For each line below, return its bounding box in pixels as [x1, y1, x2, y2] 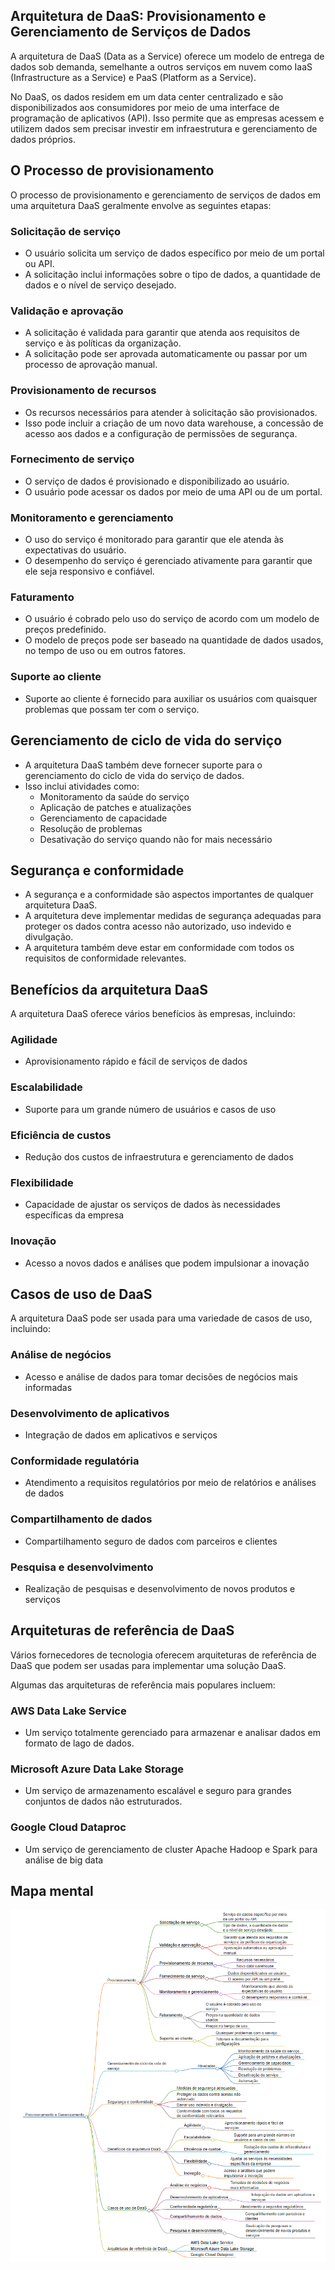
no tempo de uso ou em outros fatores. [24, 645, 187, 657]
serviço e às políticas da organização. [24, 337, 182, 349]
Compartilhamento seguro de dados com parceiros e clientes [24, 1535, 278, 1547]
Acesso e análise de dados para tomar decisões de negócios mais [24, 1370, 298, 1383]
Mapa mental [10, 1883, 94, 1900]
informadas [24, 1381, 73, 1393]
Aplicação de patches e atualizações [39, 801, 192, 813]
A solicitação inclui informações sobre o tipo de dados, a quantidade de [24, 268, 321, 280]
